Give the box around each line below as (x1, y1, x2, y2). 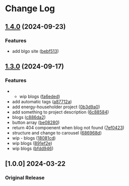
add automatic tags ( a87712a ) (12, 98, 72, 104)
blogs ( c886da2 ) (12, 114, 46, 120)
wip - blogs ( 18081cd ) (12, 135, 56, 141)
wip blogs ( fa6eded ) (19, 93, 60, 99)
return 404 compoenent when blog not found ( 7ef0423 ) (12, 124, 125, 130)
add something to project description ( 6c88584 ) (12, 109, 110, 115)
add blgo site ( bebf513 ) (12, 48, 59, 54)
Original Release (5, 174, 45, 181)
